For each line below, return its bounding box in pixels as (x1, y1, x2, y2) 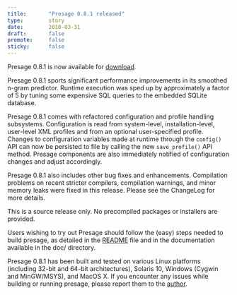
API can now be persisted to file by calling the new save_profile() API (7, 143, 213, 150)
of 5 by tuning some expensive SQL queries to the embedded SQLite (7, 91, 207, 100)
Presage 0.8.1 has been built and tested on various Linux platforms (7, 257, 201, 265)
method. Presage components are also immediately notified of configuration (7, 150, 230, 158)
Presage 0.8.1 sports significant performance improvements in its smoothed (7, 76, 228, 85)
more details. (7, 193, 46, 202)
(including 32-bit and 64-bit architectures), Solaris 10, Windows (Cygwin (7, 265, 219, 272)
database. (7, 99, 37, 107)
